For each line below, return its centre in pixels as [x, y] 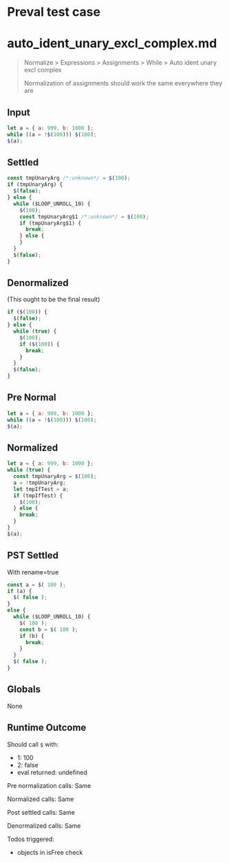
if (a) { [20, 591]
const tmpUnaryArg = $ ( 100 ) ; [55, 477]
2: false [28, 765]
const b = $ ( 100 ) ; [49, 630]
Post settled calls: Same [41, 812]
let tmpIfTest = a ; [41, 489]
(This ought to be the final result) [54, 300]
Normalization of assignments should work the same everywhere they [123, 83]
